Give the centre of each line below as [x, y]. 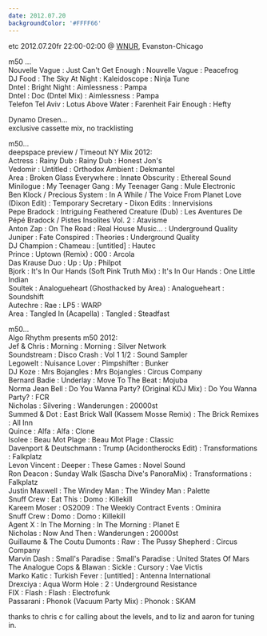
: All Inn [21, 422]
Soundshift [26, 296]
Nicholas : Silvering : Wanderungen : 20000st [83, 406]
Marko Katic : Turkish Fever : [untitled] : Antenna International [110, 575]
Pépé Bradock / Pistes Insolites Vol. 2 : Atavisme [88, 220]
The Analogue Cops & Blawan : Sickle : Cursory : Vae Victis [106, 567]
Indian [19, 279]
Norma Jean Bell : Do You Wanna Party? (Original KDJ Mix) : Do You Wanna [133, 388]
